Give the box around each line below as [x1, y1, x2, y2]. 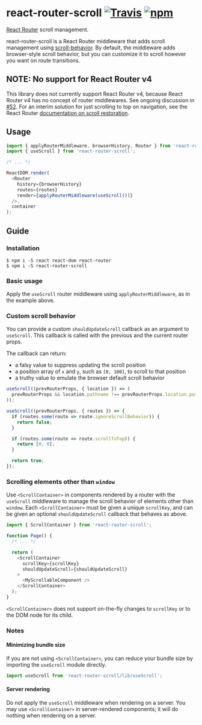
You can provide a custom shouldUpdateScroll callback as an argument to [6, 325, 189, 333]
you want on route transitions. [6, 57, 80, 64]
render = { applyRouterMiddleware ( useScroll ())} [17, 193, 133, 199]
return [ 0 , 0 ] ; [17, 441, 55, 448]
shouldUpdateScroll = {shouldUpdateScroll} [22, 566, 128, 572]
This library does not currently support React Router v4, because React [6, 90, 183, 97]
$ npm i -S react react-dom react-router [6, 258, 112, 264]
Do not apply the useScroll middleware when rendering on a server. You [6, 699, 186, 706]
